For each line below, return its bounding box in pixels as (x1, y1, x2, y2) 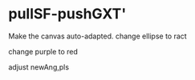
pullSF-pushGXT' (8, 5, 127, 23)
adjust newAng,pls (8, 62, 70, 72)
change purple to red (8, 46, 79, 56)
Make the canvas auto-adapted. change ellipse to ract (8, 31, 187, 41)
